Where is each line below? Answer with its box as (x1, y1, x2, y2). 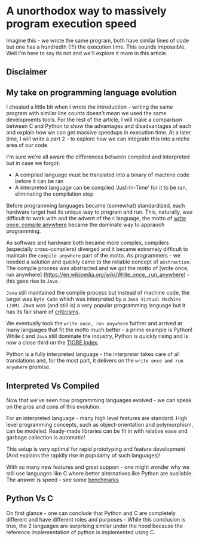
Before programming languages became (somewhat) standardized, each (6, 202, 185, 209)
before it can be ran (14, 178, 64, 185)
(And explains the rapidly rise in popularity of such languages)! (6, 451, 161, 459)
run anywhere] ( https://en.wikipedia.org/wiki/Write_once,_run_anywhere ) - (6, 271, 190, 279)
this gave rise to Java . (6, 277, 60, 285)
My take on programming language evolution (6, 87, 177, 97)
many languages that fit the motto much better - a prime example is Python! (6, 326, 193, 334)
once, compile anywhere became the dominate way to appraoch (6, 221, 165, 229)
